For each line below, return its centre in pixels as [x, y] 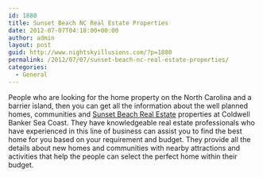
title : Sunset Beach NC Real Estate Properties [89, 23]
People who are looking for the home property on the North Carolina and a [130, 97]
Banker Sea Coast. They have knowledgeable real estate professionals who [132, 122]
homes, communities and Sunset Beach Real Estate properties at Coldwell [129, 114]
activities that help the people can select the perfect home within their [123, 156]
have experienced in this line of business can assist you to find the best [125, 131]
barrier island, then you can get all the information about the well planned [128, 106]
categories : [28, 67]
